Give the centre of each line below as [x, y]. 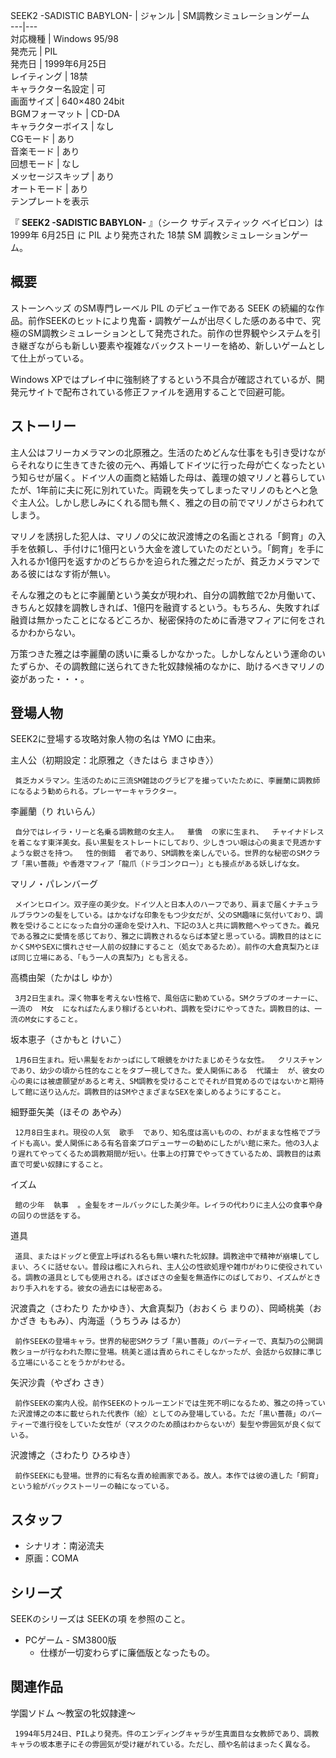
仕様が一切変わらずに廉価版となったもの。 [127, 1653]
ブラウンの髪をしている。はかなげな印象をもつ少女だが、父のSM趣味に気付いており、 [166, 915]
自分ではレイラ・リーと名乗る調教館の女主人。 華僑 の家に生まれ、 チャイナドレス [169, 832]
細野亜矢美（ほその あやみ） [68, 1112]
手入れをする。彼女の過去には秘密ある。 [95, 1289]
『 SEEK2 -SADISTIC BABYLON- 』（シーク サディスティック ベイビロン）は [167, 222]
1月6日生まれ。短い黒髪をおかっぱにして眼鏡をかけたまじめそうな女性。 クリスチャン [168, 1060]
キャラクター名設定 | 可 [58, 88]
